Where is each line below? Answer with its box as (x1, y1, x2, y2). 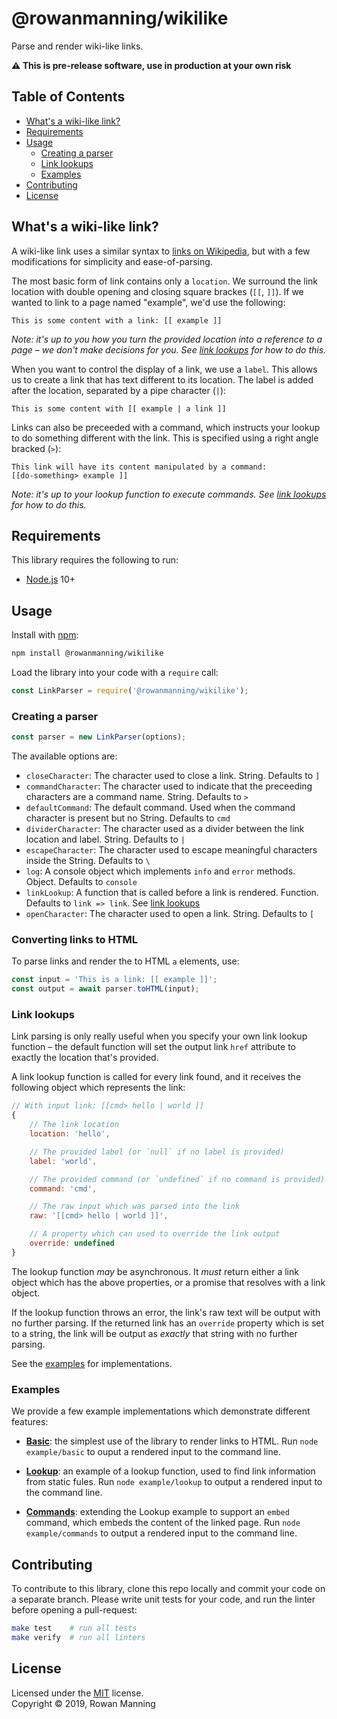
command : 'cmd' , (29, 1183, 98, 1194)
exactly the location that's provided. (11, 1052, 159, 1064)
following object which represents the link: (11, 1082, 186, 1094)
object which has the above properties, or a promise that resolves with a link (11, 1276, 326, 1288)
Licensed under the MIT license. (11, 1687, 144, 1699)
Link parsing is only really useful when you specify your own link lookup (11, 1030, 308, 1042)
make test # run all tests (11, 1623, 138, 1633)
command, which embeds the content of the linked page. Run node (25, 1517, 301, 1529)
